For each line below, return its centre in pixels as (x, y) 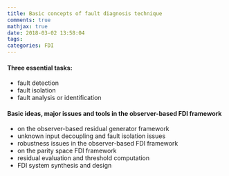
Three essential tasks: (40, 68)
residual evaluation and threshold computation (83, 158)
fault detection (38, 83)
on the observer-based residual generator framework (93, 129)
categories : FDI (30, 46)
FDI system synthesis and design (64, 166)
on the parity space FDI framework (67, 151)
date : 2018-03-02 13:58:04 (46, 33)
